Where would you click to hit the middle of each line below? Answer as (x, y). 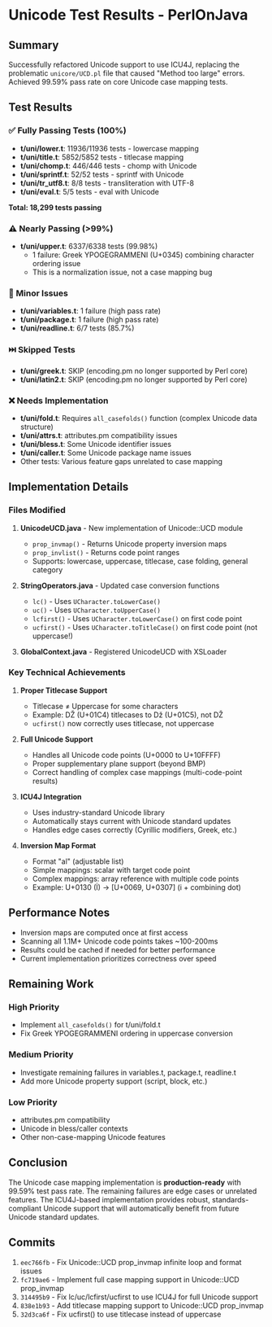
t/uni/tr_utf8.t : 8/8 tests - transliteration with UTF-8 (107, 183)
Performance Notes (59, 913)
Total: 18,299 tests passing (55, 207)
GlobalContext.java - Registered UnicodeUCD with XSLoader (123, 651)
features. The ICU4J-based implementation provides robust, (110, 1199)
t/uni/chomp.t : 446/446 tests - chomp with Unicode (108, 165)
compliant (25, 1208)
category (47, 569)
